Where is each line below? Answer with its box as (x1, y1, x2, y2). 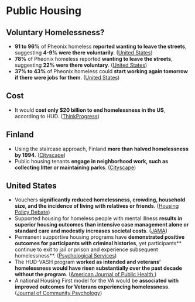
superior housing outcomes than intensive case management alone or (14, 221, 189, 228)
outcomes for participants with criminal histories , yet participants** (14, 240, 182, 247)
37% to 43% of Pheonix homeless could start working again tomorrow (14, 68, 189, 74)
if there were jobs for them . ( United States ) (14, 74, 120, 81)
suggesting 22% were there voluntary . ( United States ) (14, 61, 148, 68)
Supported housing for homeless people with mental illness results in (14, 215, 183, 222)
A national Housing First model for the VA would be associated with (14, 277, 179, 284)
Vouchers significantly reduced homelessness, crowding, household (14, 196, 186, 203)
